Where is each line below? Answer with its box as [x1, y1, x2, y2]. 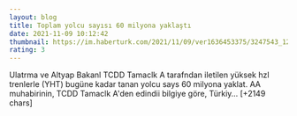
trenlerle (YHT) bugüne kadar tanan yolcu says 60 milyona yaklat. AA [9, 79, 261, 90]
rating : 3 [9, 46, 46, 54]
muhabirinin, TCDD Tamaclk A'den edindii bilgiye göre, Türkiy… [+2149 [9, 89, 266, 99]
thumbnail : [9, 37, 49, 47]
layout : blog [9, 12, 57, 22]
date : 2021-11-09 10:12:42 [9, 29, 109, 38]
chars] [9, 98, 33, 108]
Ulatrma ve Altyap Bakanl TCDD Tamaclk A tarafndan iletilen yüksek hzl [9, 69, 270, 80]
